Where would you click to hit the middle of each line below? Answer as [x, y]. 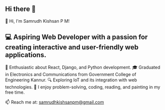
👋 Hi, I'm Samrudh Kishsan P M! [38, 21]
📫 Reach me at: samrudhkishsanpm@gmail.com [55, 102]
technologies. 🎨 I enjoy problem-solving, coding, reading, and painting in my [83, 87]
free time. [15, 92]
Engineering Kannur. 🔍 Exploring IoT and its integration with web [71, 80]
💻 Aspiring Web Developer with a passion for [77, 37]
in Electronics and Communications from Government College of [71, 74]
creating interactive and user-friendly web [72, 47]
